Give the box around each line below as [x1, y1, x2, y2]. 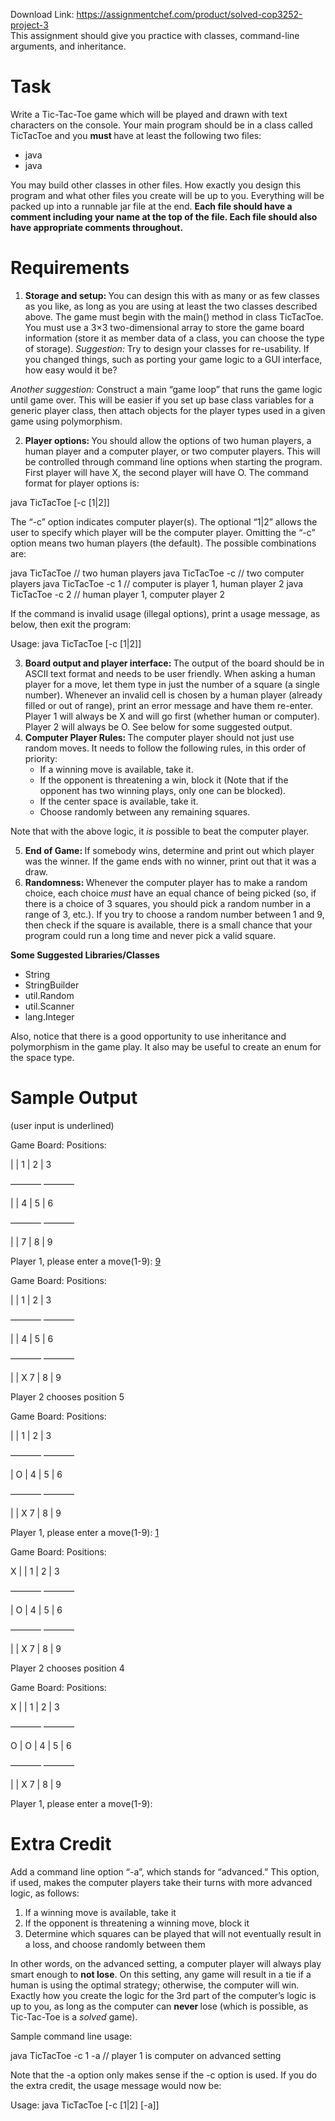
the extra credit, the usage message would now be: [10, 2079, 222, 2091]
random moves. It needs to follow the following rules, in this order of [24, 742, 307, 754]
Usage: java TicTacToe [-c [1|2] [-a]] [10, 2099, 160, 2111]
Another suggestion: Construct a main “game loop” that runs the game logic [10, 383, 323, 395]
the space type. [10, 1051, 75, 1063]
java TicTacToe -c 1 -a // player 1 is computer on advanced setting [10, 2049, 282, 2061]
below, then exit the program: [10, 618, 132, 630]
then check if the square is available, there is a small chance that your [24, 919, 313, 931]
